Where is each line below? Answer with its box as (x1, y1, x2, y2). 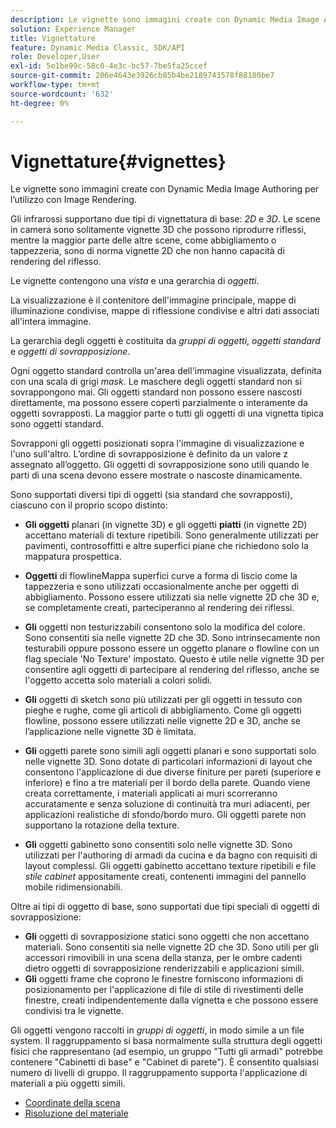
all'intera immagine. (10, 316, 92, 328)
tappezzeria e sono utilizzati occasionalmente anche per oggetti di (24, 581, 300, 593)
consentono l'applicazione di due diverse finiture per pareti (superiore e (24, 766, 322, 778)
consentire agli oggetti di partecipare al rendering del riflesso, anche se (24, 664, 320, 676)
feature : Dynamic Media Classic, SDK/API (10, 42, 186, 53)
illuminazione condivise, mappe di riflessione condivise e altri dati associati (10, 305, 320, 317)
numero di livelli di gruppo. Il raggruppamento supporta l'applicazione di (10, 1067, 308, 1079)
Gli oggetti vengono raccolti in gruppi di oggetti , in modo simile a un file (10, 1024, 305, 1036)
